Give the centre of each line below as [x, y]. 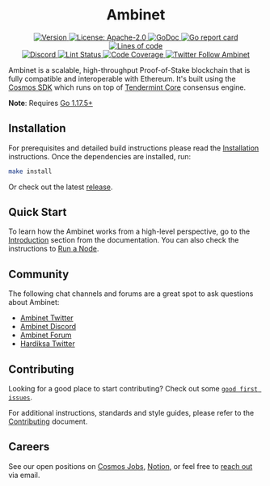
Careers [29, 447]
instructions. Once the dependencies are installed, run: [100, 156]
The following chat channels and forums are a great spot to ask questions [131, 294]
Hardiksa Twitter [47, 344]
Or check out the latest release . [61, 187]
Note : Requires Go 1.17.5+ [51, 103]
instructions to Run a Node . [54, 249]
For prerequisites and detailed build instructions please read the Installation [134, 148]
